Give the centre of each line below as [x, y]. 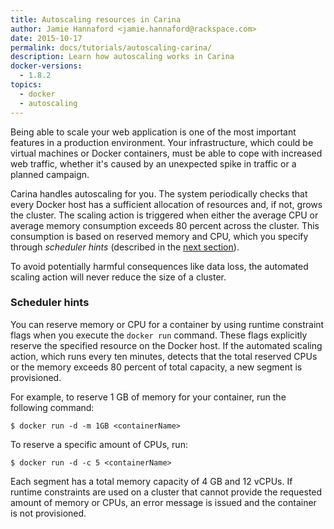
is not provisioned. [48, 513]
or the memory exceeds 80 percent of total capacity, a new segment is [156, 367]
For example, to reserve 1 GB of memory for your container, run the [148, 397]
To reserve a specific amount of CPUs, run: [99, 444]
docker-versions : [46, 66]
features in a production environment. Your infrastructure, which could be [162, 142]
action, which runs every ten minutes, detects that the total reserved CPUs [164, 356]
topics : [26, 85]
